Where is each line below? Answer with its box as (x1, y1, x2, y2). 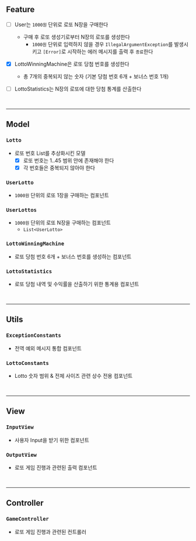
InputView (6, 424, 34, 430)
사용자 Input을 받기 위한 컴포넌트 (14, 436, 89, 443)
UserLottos (6, 207, 37, 213)
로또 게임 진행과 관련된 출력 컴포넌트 (14, 464, 97, 471)
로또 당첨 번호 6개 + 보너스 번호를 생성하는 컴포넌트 (14, 253, 132, 260)
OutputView (6, 452, 37, 458)
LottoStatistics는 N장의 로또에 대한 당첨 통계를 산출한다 (14, 85, 142, 92)
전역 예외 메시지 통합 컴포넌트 (14, 344, 82, 352)
